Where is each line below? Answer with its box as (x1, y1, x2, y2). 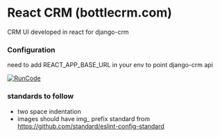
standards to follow (7, 91, 74, 101)
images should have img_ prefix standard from (17, 114, 151, 122)
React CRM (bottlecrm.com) (7, 5, 172, 21)
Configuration (7, 45, 56, 55)
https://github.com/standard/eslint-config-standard (17, 122, 164, 130)
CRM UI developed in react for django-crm (7, 28, 130, 36)
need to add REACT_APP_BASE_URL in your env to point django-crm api (7, 61, 214, 69)
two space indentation (17, 107, 81, 116)
